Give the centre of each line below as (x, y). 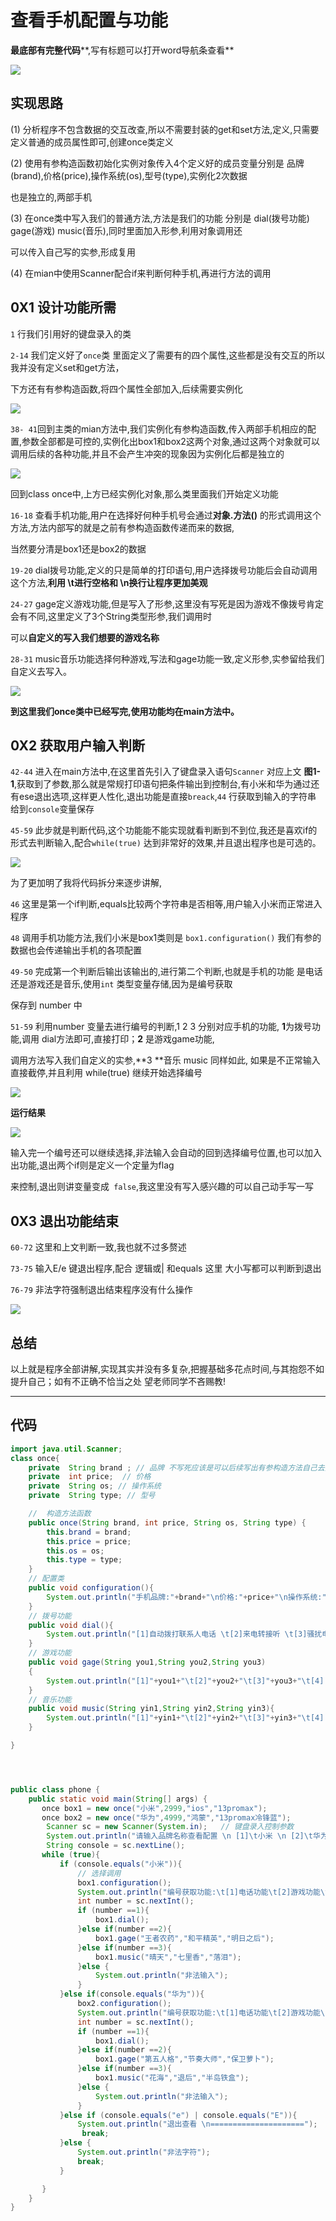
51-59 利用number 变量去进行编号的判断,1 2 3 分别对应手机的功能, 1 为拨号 (161, 1027)
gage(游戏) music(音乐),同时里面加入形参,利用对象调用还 (126, 230)
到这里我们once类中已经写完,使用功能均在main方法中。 (125, 711)
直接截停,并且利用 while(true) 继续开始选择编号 (106, 1073)
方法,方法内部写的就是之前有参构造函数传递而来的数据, (122, 527)
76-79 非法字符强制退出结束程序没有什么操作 (101, 1290)
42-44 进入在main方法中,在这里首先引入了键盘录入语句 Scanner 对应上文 (156, 772)
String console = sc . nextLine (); (116, 1846)
